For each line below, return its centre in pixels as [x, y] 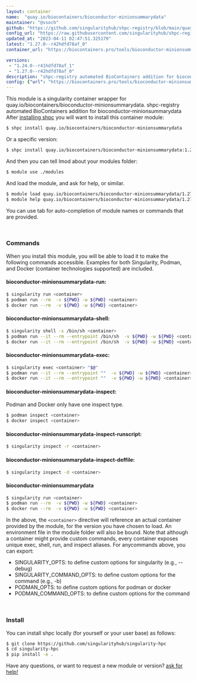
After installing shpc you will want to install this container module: [85, 117]
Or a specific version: [32, 139]
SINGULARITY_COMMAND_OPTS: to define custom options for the [95, 575]
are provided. [22, 217]
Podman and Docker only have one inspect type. [65, 404]
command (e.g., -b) [38, 581]
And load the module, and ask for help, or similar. [65, 183]
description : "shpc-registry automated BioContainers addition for [90, 77]
